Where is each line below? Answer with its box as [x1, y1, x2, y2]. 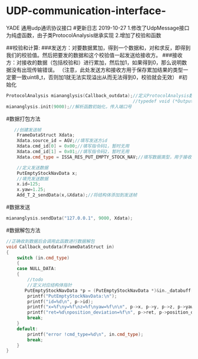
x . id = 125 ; [16, 181, 41, 187]
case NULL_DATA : [16, 266, 57, 272]
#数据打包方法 [6, 115, 41, 122]
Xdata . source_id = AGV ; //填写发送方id [16, 138, 108, 144]
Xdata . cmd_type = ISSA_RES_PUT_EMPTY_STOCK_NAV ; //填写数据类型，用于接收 [16, 154, 192, 160]
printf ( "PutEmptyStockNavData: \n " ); [27, 293, 117, 299]
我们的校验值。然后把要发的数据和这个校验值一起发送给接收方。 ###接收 [6, 51, 183, 58]
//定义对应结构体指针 [27, 282, 72, 288]
